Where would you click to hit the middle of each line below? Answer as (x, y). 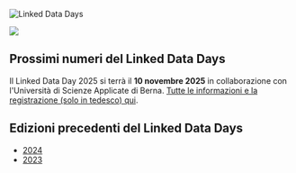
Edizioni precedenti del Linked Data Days (126, 128)
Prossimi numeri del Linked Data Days (117, 59)
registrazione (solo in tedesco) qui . (74, 100)
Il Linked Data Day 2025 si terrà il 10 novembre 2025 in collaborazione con (148, 80)
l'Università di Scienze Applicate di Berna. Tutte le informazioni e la (134, 90)
